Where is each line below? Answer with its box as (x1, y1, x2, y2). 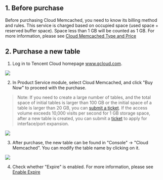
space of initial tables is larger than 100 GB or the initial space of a (17, 99, 152, 106)
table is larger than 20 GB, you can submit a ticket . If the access (17, 105, 148, 111)
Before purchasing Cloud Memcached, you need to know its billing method (5, 17, 157, 23)
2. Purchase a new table (5, 47, 81, 56)
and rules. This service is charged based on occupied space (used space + (5, 22, 159, 28)
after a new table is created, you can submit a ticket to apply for (17, 115, 147, 121)
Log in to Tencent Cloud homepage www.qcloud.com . (12, 60, 122, 66)
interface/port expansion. (17, 120, 69, 126)
